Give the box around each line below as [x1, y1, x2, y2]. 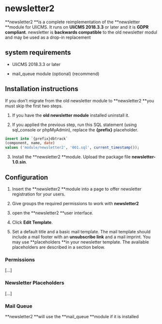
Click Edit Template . [12, 219, 53, 225]
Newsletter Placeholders [5, 279, 64, 286]
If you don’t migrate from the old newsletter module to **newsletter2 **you [5, 97, 154, 103]
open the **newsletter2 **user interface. [12, 210, 93, 216]
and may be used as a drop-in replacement [5, 34, 91, 40]
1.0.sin [12, 159, 26, 165]
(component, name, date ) [5, 141, 55, 146]
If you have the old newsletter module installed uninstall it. [12, 112, 130, 118]
